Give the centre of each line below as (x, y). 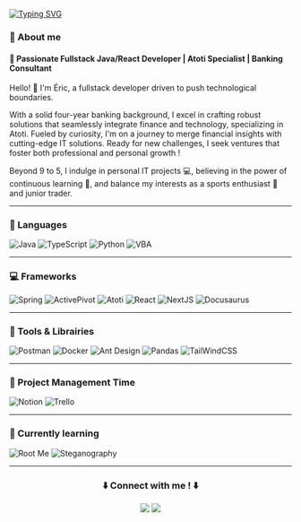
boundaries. (31, 98)
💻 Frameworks (43, 276)
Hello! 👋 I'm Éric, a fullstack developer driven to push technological (133, 88)
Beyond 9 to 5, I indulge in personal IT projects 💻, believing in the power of (148, 171)
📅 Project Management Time (73, 382)
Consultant (30, 68)
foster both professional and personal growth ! (95, 153)
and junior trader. (41, 194)
